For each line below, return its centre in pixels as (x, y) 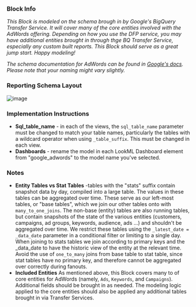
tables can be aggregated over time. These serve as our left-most (94, 198)
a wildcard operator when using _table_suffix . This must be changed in (102, 139)
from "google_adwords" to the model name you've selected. (87, 157)
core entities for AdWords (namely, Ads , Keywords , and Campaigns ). (94, 279)
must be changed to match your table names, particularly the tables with (103, 132)
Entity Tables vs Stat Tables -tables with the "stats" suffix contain (95, 185)
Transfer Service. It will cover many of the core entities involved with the (94, 28)
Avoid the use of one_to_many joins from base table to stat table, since (99, 254)
